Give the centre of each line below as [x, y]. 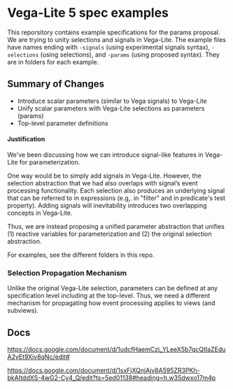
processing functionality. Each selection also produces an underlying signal [116, 190]
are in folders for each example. [53, 62]
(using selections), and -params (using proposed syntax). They [130, 55]
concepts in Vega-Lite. [40, 213]
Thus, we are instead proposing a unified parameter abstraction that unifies [116, 226]
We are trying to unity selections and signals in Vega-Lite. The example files [116, 39]
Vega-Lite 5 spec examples [88, 13]
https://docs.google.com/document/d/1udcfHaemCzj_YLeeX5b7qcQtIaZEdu [116, 349]
